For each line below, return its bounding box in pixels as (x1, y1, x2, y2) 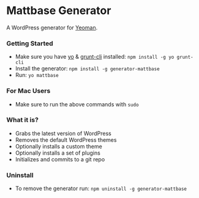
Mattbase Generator (6, 4, 111, 18)
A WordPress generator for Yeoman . (6, 24, 98, 31)
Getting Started (6, 39, 53, 48)
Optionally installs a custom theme (15, 142, 102, 150)
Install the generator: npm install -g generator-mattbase (15, 65, 160, 72)
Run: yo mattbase (15, 71, 59, 79)
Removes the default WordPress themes (15, 136, 117, 144)
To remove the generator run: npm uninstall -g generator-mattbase (15, 185, 187, 193)
